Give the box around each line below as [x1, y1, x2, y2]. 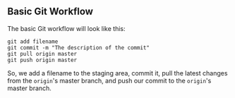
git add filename [7, 38, 59, 45]
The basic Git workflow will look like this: [7, 24, 126, 32]
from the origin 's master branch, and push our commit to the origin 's [7, 76, 212, 85]
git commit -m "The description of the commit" [7, 44, 150, 51]
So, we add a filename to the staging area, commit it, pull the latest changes [7, 68, 228, 77]
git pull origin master [7, 50, 78, 57]
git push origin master [7, 56, 78, 63]
